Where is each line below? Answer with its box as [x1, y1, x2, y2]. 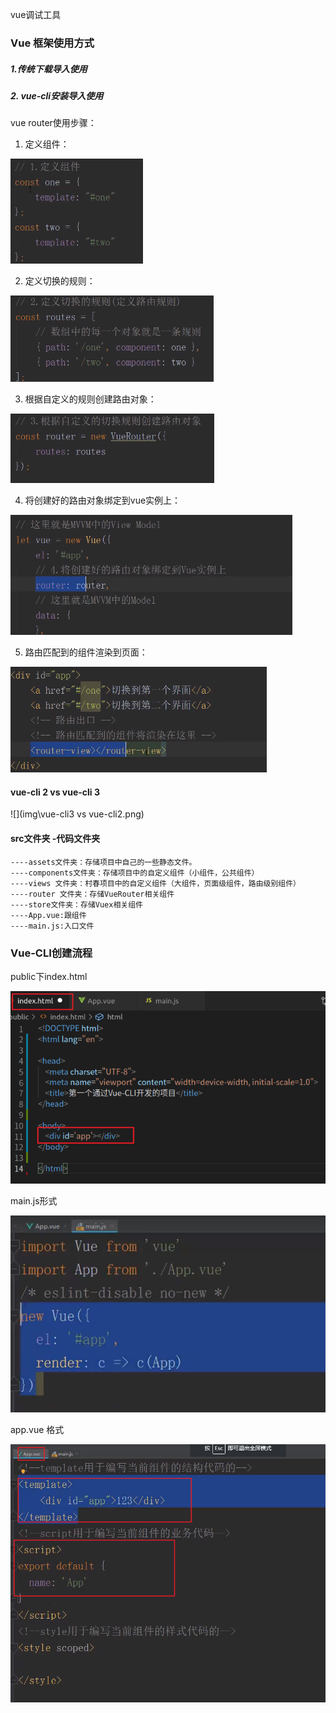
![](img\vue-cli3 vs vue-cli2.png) [10, 808, 145, 820]
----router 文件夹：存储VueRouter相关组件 [10, 889, 175, 899]
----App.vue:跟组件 [10, 910, 87, 920]
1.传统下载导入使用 [10, 63, 88, 75]
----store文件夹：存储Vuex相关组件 [10, 899, 143, 910]
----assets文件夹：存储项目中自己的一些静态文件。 [10, 857, 197, 867]
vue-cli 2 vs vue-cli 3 [10, 786, 101, 798]
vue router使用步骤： [10, 117, 97, 129]
